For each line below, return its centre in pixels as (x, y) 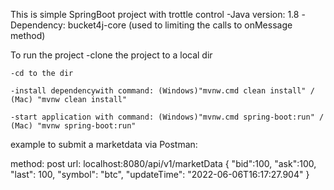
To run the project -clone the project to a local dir (111, 55)
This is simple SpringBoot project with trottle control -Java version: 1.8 (155, 14)
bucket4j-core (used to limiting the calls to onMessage (180, 25)
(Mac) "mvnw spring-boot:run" (73, 126)
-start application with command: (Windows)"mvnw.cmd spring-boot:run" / (167, 117)
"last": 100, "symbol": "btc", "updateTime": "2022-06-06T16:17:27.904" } (160, 174)
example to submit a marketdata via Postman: (104, 144)
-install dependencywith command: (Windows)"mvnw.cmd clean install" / (162, 91)
